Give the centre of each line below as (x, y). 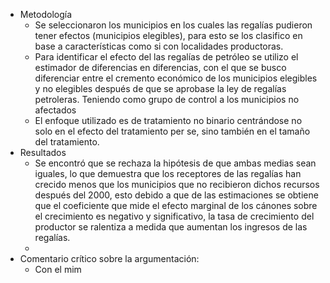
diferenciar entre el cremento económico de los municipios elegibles (176, 78)
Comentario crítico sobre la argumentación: (109, 258)
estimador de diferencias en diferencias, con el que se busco (160, 67)
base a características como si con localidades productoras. (159, 46)
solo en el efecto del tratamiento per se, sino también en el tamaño (172, 131)
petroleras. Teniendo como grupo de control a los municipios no (167, 99)
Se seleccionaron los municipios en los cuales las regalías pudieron (173, 25)
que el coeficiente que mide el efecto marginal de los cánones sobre (176, 205)
